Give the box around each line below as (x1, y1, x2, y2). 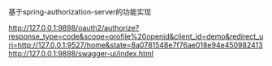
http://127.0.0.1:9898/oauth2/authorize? (8, 23, 140, 32)
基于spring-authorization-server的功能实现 (8, 7, 152, 16)
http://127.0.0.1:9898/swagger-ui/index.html (8, 49, 154, 58)
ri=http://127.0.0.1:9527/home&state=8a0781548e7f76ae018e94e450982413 (8, 40, 263, 50)
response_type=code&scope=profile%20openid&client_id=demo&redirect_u (8, 31, 264, 41)
